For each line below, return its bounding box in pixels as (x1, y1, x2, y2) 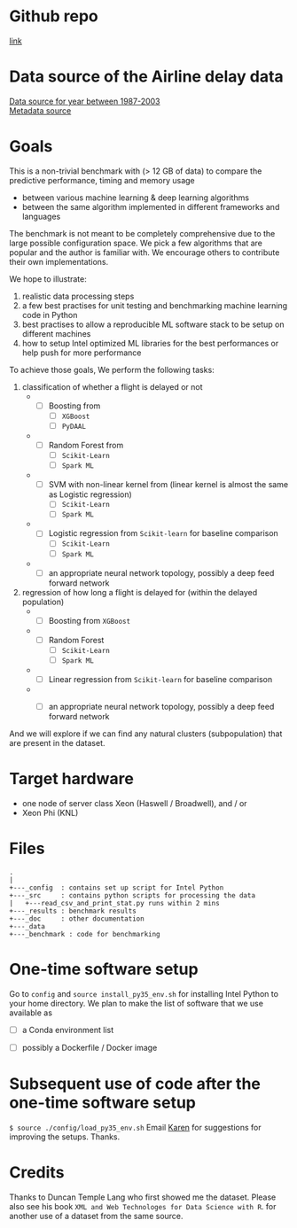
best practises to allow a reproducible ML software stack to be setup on (21, 319, 285, 330)
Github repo (9, 6, 99, 27)
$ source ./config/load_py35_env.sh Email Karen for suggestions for (9, 1122, 262, 1132)
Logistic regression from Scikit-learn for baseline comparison (48, 528, 279, 539)
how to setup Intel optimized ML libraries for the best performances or (21, 338, 279, 348)
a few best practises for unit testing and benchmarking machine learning (21, 299, 288, 311)
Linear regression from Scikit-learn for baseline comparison (48, 673, 273, 684)
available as (9, 1007, 53, 1018)
